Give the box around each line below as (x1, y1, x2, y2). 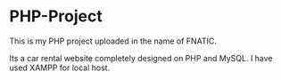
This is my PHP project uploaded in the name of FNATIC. (9, 36, 217, 46)
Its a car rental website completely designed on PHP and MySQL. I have (9, 52, 274, 63)
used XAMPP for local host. (9, 62, 111, 73)
